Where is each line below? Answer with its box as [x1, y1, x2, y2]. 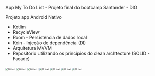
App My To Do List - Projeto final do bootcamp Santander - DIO [5, 5, 138, 10]
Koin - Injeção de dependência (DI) [12, 40, 86, 46]
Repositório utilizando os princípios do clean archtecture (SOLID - [12, 50, 150, 56]
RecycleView [12, 29, 40, 35]
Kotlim [12, 24, 26, 30]
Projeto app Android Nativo [5, 14, 62, 20]
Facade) [12, 56, 30, 62]
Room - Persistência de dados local [12, 35, 87, 40]
